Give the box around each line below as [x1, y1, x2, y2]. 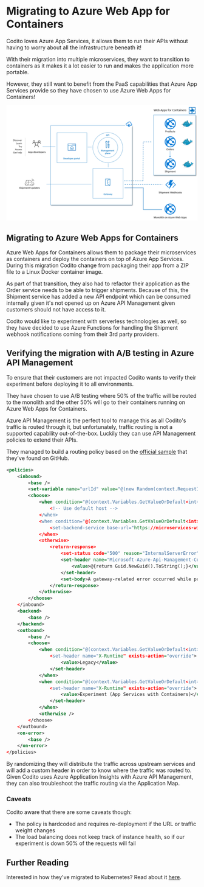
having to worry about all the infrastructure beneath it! [6, 44, 141, 51]
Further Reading [6, 857, 69, 868]
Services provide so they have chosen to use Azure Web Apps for [6, 86, 171, 94]
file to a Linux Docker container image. [6, 268, 103, 275]
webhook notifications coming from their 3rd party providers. [6, 330, 160, 338]
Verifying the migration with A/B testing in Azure [6, 348, 194, 358]
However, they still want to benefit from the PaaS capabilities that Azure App [6, 80, 197, 88]
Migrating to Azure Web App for [6, 4, 170, 18]
